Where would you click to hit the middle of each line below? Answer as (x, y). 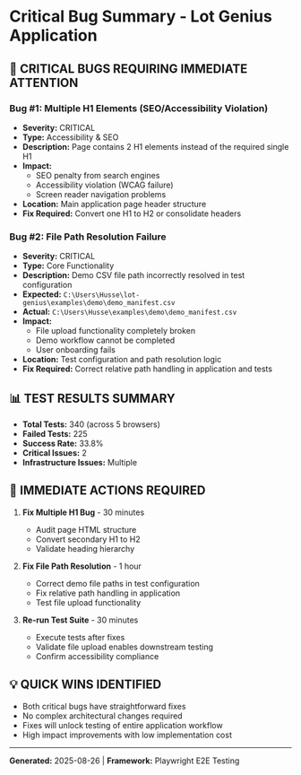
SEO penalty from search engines (98, 175)
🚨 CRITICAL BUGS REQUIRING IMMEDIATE (129, 69)
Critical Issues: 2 (54, 453)
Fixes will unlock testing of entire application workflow (122, 725)
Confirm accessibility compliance (97, 656)
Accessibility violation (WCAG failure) (104, 185)
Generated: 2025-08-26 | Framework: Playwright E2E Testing (125, 761)
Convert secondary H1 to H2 (88, 539)
